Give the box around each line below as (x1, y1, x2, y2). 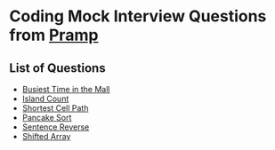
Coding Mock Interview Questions (9, 6, 267, 27)
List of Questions (9, 60, 106, 75)
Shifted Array (21, 131, 71, 141)
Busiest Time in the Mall (21, 84, 110, 94)
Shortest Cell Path (21, 103, 89, 113)
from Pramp (9, 25, 99, 45)
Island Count (21, 93, 69, 104)
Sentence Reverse (21, 122, 90, 132)
